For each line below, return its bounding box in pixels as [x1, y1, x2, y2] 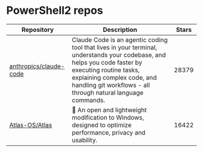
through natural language [71, 88, 144, 97]
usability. [71, 136, 98, 144]
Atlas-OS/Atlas [9, 121, 53, 129]
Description [102, 25, 138, 34]
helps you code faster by [71, 58, 143, 66]
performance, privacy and [71, 128, 146, 136]
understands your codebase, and [71, 51, 166, 59]
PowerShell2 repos [6, 4, 103, 17]
